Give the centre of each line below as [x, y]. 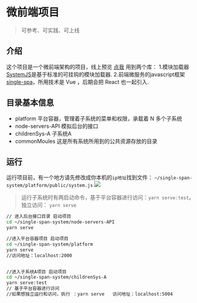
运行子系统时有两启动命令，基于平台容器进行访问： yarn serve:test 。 [108, 197]
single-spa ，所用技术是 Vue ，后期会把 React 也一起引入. [78, 81]
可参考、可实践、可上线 [50, 30]
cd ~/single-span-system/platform [50, 244]
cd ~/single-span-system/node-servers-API [60, 222]
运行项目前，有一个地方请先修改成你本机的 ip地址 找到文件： [80, 177]
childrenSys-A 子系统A [43, 133]
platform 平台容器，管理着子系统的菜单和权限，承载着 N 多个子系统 [98, 118]
